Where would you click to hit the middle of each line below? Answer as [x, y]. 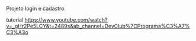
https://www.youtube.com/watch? [66, 20]
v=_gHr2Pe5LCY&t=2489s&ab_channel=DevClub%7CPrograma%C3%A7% [98, 26]
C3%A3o [17, 32]
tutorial [15, 20]
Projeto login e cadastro [35, 8]
